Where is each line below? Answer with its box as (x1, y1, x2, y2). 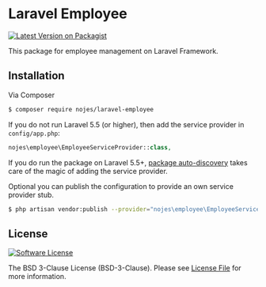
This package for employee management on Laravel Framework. (8, 46, 219, 55)
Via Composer (8, 90, 55, 100)
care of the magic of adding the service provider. (8, 166, 168, 176)
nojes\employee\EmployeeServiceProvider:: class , (8, 143, 172, 151)
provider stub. (8, 190, 54, 199)
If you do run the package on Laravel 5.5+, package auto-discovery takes (8, 157, 248, 167)
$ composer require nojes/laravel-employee (8, 105, 154, 113)
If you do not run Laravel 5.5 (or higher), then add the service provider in (8, 119, 245, 129)
